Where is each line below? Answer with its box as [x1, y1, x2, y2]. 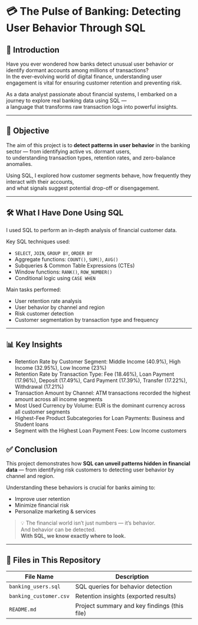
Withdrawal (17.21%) [14, 383, 64, 390]
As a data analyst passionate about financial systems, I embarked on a [6, 91, 177, 97]
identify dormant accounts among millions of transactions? [6, 67, 149, 74]
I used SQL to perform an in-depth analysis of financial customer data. [6, 226, 177, 233]
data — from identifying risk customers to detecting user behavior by [6, 466, 174, 473]
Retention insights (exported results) [75, 592, 177, 600]
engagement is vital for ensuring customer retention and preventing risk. [6, 79, 182, 86]
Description [115, 572, 149, 581]
